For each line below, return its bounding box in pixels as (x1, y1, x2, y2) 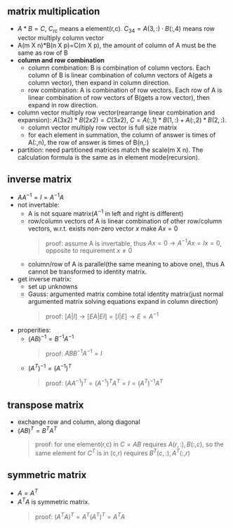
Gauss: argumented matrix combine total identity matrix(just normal (27, 290, 224, 298)
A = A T (17, 488, 39, 498)
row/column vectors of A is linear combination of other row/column (27, 217, 222, 225)
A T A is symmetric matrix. (17, 496, 90, 506)
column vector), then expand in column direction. (27, 78, 171, 86)
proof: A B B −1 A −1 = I (45, 348, 102, 358)
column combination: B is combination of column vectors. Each (27, 63, 211, 72)
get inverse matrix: (17, 275, 72, 283)
